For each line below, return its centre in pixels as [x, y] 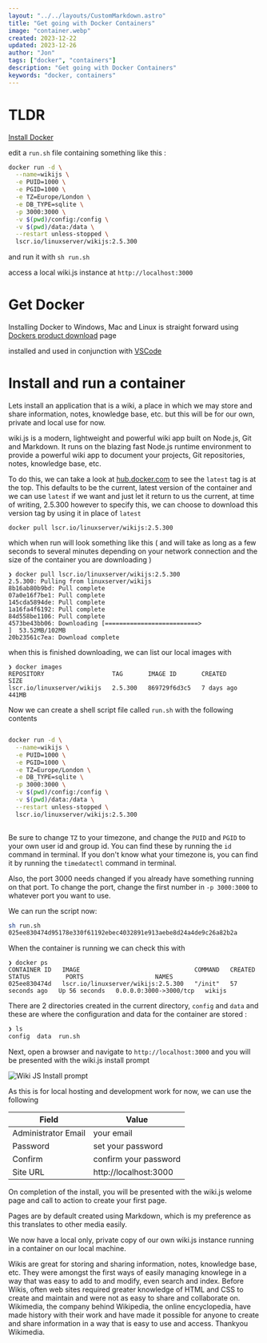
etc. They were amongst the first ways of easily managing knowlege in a [128, 1273]
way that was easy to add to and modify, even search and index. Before [126, 1281]
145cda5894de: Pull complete [57, 603]
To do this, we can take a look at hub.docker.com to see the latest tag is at [132, 479]
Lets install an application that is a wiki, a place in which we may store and [130, 406]
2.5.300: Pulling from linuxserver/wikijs [80, 581]
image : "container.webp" [50, 30]
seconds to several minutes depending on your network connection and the [133, 551]
